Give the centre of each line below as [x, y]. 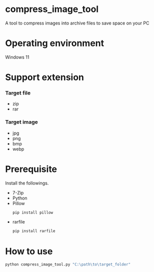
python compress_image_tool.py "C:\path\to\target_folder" [68, 264]
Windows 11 [17, 57]
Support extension [44, 77]
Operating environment [55, 43]
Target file [18, 92]
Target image [22, 122]
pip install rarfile [34, 231]
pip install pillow [33, 212]
